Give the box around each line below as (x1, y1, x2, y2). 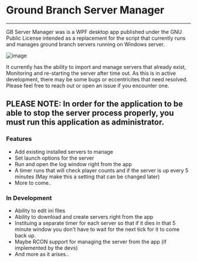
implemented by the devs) (14, 244, 78, 251)
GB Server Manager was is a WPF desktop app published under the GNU (6, 28, 182, 35)
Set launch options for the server (14, 154, 94, 161)
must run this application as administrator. (6, 118, 165, 127)
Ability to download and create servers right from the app (14, 213, 154, 220)
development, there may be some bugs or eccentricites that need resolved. (6, 75, 188, 82)
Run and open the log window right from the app (14, 160, 132, 167)
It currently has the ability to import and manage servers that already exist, (6, 63, 186, 70)
